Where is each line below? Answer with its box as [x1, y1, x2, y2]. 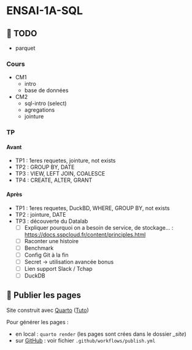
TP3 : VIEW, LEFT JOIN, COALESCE [15, 170, 106, 177]
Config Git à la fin [24, 251, 69, 259]
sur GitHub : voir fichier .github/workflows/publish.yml [15, 336, 156, 344]
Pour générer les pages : [6, 318, 69, 325]
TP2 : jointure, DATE [15, 211, 66, 218]
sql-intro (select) [24, 99, 67, 107]
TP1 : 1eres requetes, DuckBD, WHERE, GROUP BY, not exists [15, 204, 170, 212]
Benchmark [24, 244, 54, 252]
